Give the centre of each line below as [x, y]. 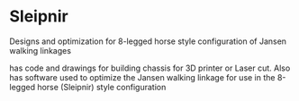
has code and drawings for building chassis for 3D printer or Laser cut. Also [150, 68]
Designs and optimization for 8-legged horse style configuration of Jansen [148, 41]
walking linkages [41, 50]
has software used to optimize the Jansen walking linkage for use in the [142, 77]
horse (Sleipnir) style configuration [102, 87]
